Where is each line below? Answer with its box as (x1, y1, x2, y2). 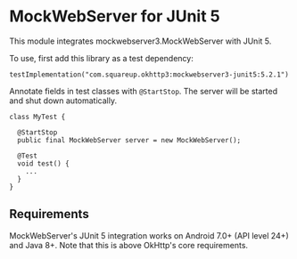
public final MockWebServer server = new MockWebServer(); (17, 135, 242, 144)
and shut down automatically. (9, 95, 118, 106)
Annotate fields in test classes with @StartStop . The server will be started (9, 85, 278, 96)
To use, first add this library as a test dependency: (9, 53, 194, 63)
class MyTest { (9, 112, 66, 121)
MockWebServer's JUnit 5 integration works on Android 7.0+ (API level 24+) (9, 230, 290, 241)
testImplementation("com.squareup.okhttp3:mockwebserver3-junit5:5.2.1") (9, 69, 290, 79)
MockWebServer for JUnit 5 (9, 6, 220, 27)
